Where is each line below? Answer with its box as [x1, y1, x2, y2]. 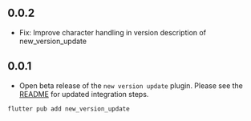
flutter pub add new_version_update [7, 104, 130, 113]
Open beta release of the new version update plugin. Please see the [18, 80, 244, 91]
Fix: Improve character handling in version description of [18, 27, 206, 37]
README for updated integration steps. [18, 89, 149, 99]
